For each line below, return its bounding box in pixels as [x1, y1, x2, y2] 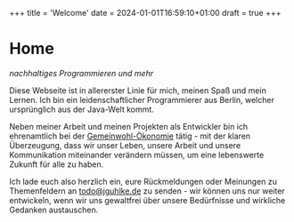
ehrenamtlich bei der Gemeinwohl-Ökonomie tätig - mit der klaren [9, 131, 251, 141]
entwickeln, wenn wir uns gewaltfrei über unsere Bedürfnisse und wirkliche [9, 194, 286, 205]
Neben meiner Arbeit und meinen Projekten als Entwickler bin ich [9, 121, 249, 131]
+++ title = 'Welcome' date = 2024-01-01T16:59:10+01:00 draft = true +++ [9, 8, 282, 18]
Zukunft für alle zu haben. [9, 159, 104, 170]
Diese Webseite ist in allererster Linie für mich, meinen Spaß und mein [9, 84, 267, 96]
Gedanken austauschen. [9, 204, 99, 215]
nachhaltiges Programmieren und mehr [9, 67, 154, 78]
